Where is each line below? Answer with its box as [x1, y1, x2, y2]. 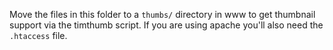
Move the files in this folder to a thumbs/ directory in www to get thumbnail [9, 9, 316, 20]
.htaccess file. [9, 30, 68, 41]
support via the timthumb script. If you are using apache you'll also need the [9, 19, 324, 31]
